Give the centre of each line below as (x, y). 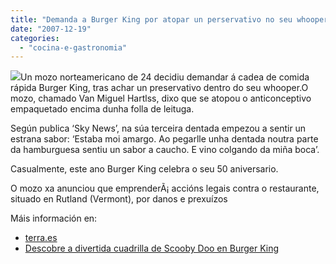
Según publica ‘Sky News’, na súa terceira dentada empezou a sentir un (158, 128)
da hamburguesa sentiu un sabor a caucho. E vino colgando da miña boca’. (165, 150)
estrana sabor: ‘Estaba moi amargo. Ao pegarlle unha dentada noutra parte (164, 139)
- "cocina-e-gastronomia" (73, 47)
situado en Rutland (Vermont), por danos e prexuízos (119, 199)
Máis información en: (54, 218)
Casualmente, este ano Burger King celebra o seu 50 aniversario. (144, 169)
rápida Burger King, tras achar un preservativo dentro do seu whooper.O (159, 88)
